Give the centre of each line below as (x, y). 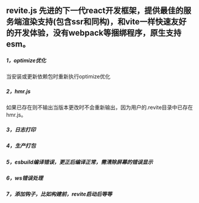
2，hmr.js (18, 91)
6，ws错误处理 (25, 178)
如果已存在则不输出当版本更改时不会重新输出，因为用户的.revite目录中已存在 (99, 107)
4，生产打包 (21, 146)
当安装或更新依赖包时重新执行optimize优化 (59, 77)
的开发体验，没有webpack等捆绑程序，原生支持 (94, 33)
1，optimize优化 (26, 60)
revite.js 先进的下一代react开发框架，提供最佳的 (95, 11)
